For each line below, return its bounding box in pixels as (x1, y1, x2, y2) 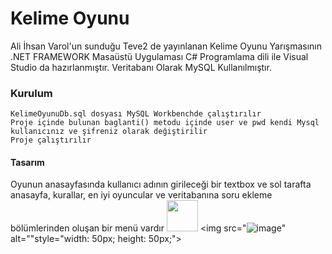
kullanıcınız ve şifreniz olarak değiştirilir (10, 127, 208, 137)
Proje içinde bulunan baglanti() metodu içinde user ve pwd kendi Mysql (10, 118, 320, 128)
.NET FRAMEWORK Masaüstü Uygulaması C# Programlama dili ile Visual (10, 50, 309, 62)
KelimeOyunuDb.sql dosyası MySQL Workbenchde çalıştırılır (10, 109, 262, 119)
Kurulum (10, 86, 53, 100)
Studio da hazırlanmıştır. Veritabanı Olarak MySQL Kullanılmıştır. (10, 61, 272, 73)
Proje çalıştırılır (10, 135, 92, 146)
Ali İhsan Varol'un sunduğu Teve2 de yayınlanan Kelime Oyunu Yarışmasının (10, 40, 322, 52)
